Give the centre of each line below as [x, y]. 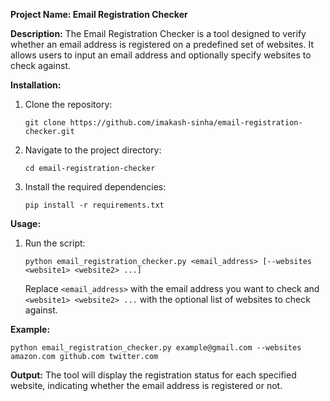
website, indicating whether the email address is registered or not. [146, 385]
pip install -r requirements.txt [94, 205]
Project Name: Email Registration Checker [99, 14]
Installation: [36, 85]
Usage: [26, 223]
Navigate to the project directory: [93, 150]
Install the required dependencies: [95, 187]
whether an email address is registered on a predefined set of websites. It [162, 44]
